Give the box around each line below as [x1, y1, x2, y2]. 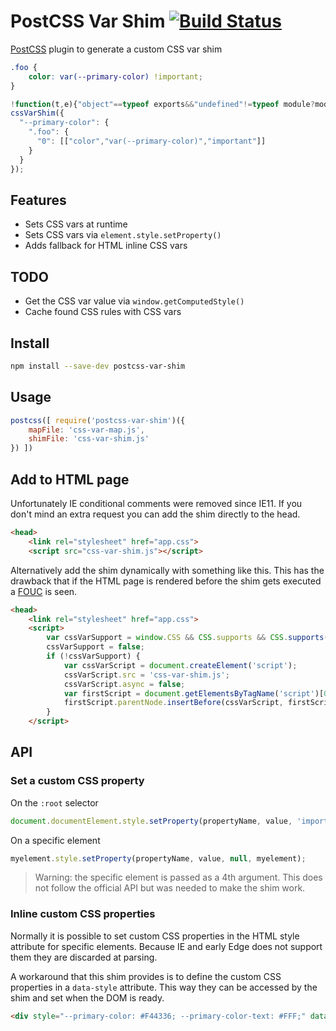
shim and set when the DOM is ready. [10, 991, 165, 1004]
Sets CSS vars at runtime [24, 218, 128, 230]
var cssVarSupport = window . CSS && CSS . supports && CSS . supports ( [46, 633, 329, 643]
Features [10, 191, 67, 209]
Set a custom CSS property [10, 774, 145, 788]
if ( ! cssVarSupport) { [46, 651, 141, 661]
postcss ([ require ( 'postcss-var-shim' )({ [10, 415, 186, 425]
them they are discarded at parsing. [10, 951, 158, 963]
